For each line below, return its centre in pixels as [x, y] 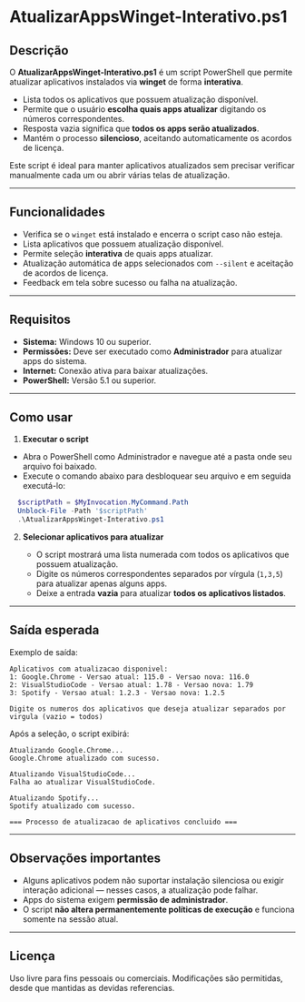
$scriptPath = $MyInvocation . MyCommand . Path [103, 502]
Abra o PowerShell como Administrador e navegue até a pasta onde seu [157, 457]
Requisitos [40, 320]
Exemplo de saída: [44, 652]
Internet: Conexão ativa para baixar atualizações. [115, 370]
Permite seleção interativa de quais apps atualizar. [118, 253]
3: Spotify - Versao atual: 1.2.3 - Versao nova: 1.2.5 [117, 693]
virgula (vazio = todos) [56, 716]
